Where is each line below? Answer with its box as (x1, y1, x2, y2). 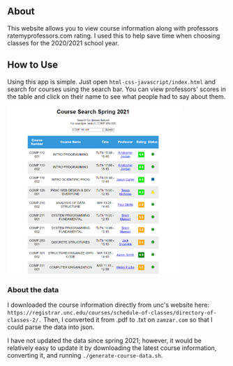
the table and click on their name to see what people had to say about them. (7, 92, 226, 100)
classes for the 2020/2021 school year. (7, 38, 120, 47)
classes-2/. (7, 317, 42, 324)
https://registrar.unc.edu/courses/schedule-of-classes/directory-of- (7, 309, 217, 316)
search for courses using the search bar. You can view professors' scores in (7, 85, 227, 93)
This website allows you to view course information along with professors (7, 24, 218, 32)
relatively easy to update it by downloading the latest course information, (7, 344, 217, 352)
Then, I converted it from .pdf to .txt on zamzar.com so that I (43, 315, 213, 324)
